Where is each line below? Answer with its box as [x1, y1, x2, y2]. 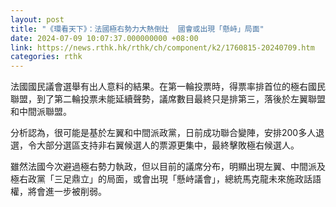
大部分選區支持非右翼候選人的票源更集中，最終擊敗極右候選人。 [36, 139, 300, 151]
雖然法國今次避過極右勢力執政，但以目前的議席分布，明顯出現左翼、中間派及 [10, 161, 326, 173]
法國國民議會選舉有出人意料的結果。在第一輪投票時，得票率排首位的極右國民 [10, 81, 326, 93]
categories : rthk [10, 52, 83, 62]
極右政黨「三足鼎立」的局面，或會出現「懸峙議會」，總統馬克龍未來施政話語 [10, 173, 322, 185]
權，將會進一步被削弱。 [10, 186, 107, 198]
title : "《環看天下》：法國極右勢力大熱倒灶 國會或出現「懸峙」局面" [10, 24, 265, 34]
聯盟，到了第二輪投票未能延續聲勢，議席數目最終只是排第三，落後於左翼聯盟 [10, 93, 326, 105]
